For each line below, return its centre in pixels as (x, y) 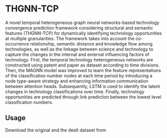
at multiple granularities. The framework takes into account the (70, 38)
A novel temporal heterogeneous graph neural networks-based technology (82, 22)
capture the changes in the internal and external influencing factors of (77, 54)
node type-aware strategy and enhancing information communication (77, 81)
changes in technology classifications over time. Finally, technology (75, 91)
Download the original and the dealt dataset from (56, 130)
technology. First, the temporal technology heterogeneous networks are (79, 59)
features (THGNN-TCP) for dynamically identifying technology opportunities (83, 33)
